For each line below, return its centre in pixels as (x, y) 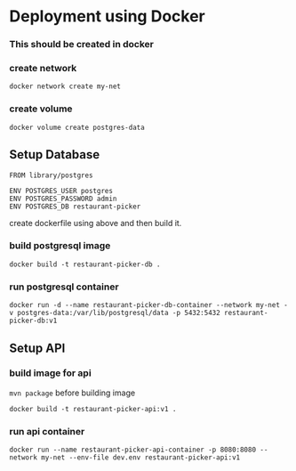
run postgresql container (64, 287)
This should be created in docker (81, 45)
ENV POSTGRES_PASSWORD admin (63, 199)
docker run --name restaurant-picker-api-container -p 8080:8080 (132, 450)
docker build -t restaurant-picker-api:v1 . (93, 409)
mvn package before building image (72, 393)
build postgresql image (60, 246)
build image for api (50, 373)
